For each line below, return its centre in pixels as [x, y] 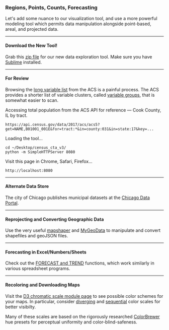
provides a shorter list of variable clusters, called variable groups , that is [80, 95]
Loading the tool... [24, 138]
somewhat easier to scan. [32, 100]
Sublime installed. [24, 62]
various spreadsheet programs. [38, 269]
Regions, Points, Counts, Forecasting [52, 8]
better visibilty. [21, 307]
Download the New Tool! [31, 45]
